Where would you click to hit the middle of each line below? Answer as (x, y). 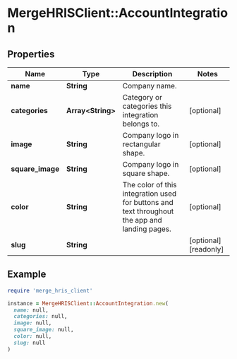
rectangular (141, 144)
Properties (31, 54)
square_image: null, (44, 330)
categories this (147, 106)
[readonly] (207, 249)
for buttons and (148, 202)
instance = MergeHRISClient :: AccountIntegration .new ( (88, 303)
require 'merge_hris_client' (50, 290)
